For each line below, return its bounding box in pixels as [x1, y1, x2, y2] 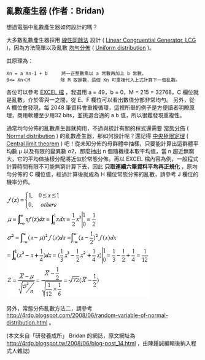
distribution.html [6, 318, 48, 326]
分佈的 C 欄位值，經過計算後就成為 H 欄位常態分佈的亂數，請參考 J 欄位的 [11, 170, 199, 178]
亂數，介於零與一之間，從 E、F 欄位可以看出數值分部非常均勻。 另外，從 [11, 96, 195, 103]
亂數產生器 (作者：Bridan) [6, 6, 105, 17]
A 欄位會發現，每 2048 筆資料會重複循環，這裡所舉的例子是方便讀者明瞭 [6, 104, 190, 111]
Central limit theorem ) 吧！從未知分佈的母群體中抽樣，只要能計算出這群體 [6, 140, 193, 147]
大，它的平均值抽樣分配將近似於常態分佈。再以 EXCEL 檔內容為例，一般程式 [6, 155, 198, 163]
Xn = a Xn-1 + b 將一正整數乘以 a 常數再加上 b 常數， [6, 70, 147, 77]
